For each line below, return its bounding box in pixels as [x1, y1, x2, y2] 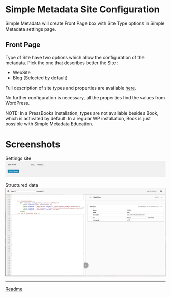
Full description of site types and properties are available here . [5, 85, 136, 91]
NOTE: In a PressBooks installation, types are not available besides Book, [5, 110, 159, 116]
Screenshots [5, 139, 61, 150]
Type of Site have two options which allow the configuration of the [5, 54, 145, 60]
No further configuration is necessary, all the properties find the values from [5, 94, 165, 100]
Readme [5, 286, 23, 292]
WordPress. [5, 100, 30, 106]
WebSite [12, 69, 31, 75]
